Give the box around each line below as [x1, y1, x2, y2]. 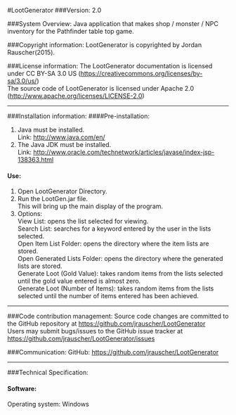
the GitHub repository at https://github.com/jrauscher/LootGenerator [7, 319, 206, 328]
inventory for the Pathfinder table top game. [7, 27, 135, 35]
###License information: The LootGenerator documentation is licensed [7, 62, 213, 70]
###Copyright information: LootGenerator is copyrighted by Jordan [7, 41, 202, 49]
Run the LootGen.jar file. [17, 195, 88, 203]
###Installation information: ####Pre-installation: [7, 112, 150, 120]
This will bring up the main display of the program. [17, 202, 164, 210]
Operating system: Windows [7, 400, 89, 409]
